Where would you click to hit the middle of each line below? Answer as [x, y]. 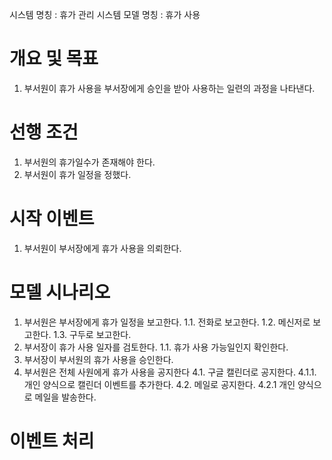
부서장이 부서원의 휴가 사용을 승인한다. [98, 359]
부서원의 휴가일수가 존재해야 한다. [89, 162]
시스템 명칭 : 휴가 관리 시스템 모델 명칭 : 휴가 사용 [105, 14]
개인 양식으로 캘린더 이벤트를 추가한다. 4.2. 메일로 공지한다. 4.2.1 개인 [159, 384]
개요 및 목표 [54, 59]
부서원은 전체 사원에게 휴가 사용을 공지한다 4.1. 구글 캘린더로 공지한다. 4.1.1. [170, 372]
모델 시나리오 [60, 292]
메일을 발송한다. [65, 397]
